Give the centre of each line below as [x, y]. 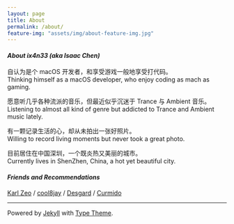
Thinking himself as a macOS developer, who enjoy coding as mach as [109, 80]
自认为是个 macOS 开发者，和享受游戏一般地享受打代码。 [89, 72]
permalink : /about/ [36, 27]
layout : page [26, 14]
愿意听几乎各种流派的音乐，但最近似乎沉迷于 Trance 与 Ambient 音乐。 [109, 101]
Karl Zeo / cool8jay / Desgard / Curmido [64, 193]
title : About [26, 20]
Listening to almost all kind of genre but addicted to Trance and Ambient [111, 110]
